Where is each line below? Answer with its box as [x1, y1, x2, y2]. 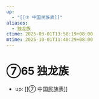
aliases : [6, 20, 28, 26]
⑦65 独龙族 [6, 64, 69, 78]
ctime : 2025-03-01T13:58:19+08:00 [6, 31, 94, 37]
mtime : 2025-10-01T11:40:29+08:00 [6, 37, 94, 43]
